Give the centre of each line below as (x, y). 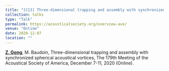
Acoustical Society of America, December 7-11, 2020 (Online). (70, 63)
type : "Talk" (19, 19)
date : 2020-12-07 (23, 33)
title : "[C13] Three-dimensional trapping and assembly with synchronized (85, 10)
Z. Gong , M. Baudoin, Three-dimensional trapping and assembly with (77, 52)
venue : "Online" (22, 29)
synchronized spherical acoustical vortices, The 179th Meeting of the (77, 57)
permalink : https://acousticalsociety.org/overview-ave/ (66, 24)
